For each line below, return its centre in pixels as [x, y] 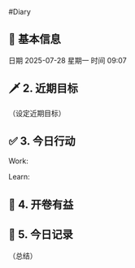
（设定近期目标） [37, 113]
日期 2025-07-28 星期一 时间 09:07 [68, 60]
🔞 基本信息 [35, 39]
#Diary [20, 12]
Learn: [19, 177]
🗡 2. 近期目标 [44, 89]
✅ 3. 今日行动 [42, 141]
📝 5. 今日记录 [41, 235]
